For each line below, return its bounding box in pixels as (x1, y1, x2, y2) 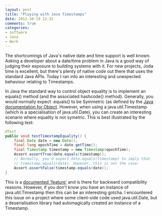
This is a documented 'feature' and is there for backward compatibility (5, 179, 147, 185)
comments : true (5, 21, 36, 26)
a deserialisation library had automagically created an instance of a (5, 200, 141, 206)
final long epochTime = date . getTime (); (14, 143, 98, 148)
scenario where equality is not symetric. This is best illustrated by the (5, 114, 146, 120)
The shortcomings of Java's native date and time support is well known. (5, 53, 151, 58)
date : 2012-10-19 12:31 (5, 16, 54, 21)
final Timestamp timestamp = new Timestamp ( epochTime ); (14, 147, 131, 152)
